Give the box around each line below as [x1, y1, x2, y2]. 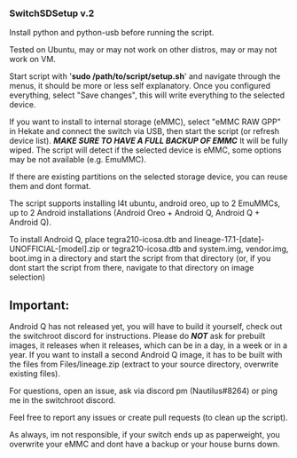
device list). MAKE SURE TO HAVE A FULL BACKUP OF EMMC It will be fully [9, 136, 288, 146]
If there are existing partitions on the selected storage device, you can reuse [9, 171, 288, 182]
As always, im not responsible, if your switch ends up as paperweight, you [9, 430, 281, 440]
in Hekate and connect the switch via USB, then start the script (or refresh [9, 126, 280, 137]
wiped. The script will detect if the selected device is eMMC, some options [9, 145, 282, 155]
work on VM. [9, 54, 56, 65]
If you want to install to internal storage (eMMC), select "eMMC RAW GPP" [9, 116, 282, 127]
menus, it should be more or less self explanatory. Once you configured [9, 81, 271, 91]
